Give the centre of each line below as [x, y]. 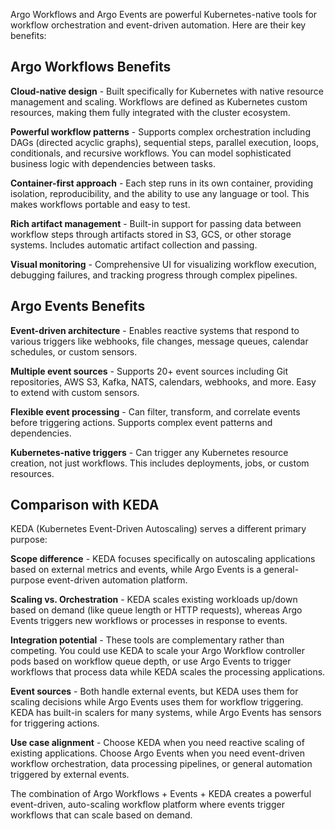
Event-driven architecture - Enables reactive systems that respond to [155, 330]
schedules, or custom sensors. [74, 351]
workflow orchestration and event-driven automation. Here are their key [158, 25]
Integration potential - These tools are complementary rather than [147, 640]
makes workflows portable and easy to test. [100, 204]
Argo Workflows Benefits [91, 67]
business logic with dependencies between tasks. [113, 163]
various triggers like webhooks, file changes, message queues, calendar [159, 341]
